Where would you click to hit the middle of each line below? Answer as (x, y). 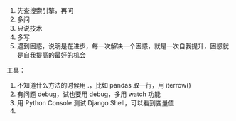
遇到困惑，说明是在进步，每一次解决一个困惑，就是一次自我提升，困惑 (120, 46)
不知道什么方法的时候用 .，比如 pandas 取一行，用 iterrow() (104, 85)
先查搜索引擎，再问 (45, 10)
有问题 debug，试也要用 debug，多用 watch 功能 (88, 94)
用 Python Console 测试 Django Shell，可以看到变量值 (96, 103)
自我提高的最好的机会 (54, 55)
